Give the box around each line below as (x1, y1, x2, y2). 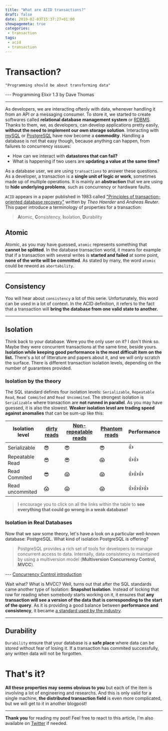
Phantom (100, 425, 122, 432)
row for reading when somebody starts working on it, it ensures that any (5, 591, 154, 597)
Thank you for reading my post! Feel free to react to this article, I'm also (5, 715, 153, 721)
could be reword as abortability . (5, 263, 74, 269)
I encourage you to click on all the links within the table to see (17, 501, 145, 507)
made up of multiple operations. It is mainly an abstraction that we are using (5, 178, 163, 184)
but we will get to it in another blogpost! (5, 700, 87, 706)
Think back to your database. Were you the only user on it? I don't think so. (5, 338, 160, 344)
